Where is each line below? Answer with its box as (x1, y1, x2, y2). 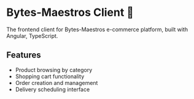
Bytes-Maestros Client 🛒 (6, 5, 134, 20)
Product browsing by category (15, 66, 93, 73)
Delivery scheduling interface (15, 86, 90, 93)
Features (6, 50, 41, 61)
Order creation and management (15, 79, 98, 86)
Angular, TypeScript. (6, 32, 58, 39)
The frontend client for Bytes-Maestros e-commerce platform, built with (6, 26, 188, 33)
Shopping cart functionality (15, 73, 85, 80)
